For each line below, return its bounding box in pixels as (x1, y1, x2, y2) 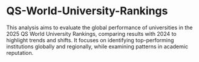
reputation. (6, 49, 34, 56)
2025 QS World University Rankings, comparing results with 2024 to (6, 30, 177, 37)
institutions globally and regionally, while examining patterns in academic (6, 43, 189, 50)
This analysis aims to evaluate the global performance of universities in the (6, 24, 193, 31)
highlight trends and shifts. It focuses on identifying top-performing (6, 36, 174, 44)
